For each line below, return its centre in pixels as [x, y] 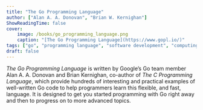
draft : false [23, 51]
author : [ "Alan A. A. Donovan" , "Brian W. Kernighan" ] [77, 18]
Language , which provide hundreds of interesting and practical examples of [101, 81]
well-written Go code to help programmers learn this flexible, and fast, [94, 88]
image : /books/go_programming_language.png [73, 34]
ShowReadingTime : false [36, 23]
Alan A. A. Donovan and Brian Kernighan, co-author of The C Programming [99, 75]
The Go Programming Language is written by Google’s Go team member [96, 68]
